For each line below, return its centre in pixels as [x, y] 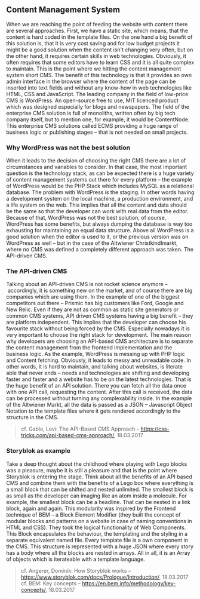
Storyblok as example [38, 451]
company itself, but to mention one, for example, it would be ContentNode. [98, 119]
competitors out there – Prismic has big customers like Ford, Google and [95, 303]
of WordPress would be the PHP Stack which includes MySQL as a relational [100, 186]
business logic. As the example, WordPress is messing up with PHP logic [96, 354]
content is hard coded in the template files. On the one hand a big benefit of [99, 37]
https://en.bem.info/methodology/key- [129, 583]
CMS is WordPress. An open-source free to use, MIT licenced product [93, 100]
